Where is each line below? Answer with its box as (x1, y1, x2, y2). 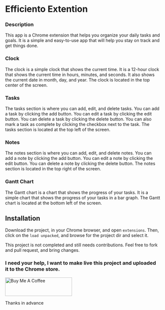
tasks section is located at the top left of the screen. (5, 127, 111, 133)
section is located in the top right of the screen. (5, 166, 101, 172)
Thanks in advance (5, 300, 44, 306)
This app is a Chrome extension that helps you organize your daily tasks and (5, 32, 160, 38)
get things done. (5, 43, 38, 49)
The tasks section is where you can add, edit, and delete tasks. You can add (5, 106, 160, 112)
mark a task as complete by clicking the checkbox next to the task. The (5, 121, 150, 127)
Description (5, 21, 34, 28)
